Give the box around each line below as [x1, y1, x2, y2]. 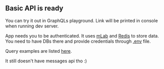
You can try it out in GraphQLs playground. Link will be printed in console [5, 17, 158, 23]
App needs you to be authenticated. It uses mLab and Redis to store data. [5, 32, 159, 39]
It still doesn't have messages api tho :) [5, 58, 87, 64]
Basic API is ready [5, 4, 63, 13]
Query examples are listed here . [5, 48, 72, 54]
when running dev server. [5, 23, 59, 29]
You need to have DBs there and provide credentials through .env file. [5, 38, 151, 44]
